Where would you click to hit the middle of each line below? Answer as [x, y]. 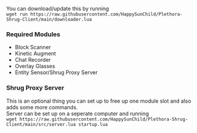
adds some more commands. [42, 107]
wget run [17, 14]
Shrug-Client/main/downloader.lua [49, 20]
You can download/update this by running [58, 9]
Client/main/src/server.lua [41, 124]
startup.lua [93, 124]
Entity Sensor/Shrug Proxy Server [56, 72]
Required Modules [33, 34]
